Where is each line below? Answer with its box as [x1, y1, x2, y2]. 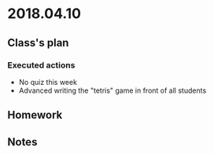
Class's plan [7, 36, 69, 49]
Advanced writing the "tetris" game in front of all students [18, 86, 207, 95]
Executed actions [7, 60, 76, 71]
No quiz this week [18, 77, 78, 86]
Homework [7, 108, 63, 122]
